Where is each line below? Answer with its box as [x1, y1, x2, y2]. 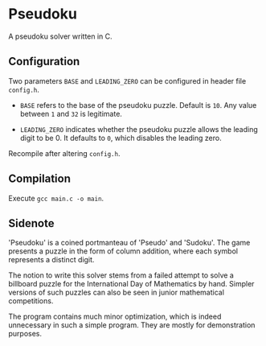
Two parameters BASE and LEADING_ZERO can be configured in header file [8, 76, 247, 85]
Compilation [8, 172, 71, 186]
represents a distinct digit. [8, 255, 95, 265]
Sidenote [8, 216, 55, 230]
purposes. [8, 329, 43, 339]
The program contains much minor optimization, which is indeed [8, 311, 222, 322]
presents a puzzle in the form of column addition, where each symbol [8, 246, 239, 256]
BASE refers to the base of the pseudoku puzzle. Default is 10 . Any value [19, 100, 257, 109]
